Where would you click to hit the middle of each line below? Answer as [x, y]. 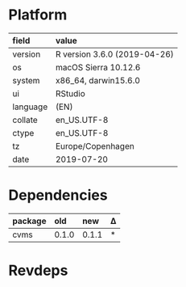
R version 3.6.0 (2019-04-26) [115, 54]
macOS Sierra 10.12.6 [98, 67]
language [30, 107]
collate [25, 120]
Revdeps [38, 270]
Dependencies [58, 195]
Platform [38, 15]
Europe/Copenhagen [95, 146]
